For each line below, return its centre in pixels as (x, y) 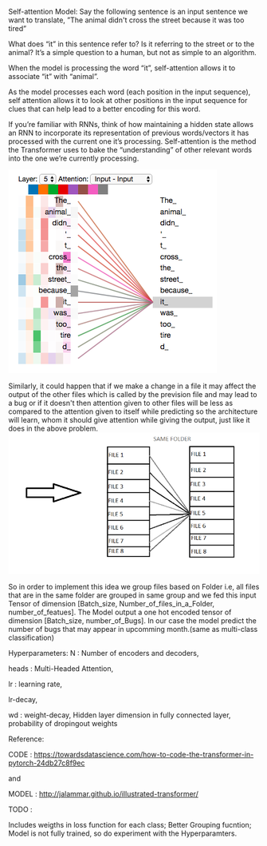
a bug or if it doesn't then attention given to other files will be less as (121, 403)
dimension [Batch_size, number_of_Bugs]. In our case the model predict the (132, 621)
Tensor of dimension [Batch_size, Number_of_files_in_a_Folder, (112, 604)
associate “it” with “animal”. (53, 76)
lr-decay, (23, 700)
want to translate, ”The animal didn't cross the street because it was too (126, 20)
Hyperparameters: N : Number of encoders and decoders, (104, 653)
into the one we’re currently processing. (74, 158)
